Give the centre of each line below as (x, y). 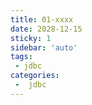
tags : (21, 57)
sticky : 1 (31, 38)
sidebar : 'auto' (44, 47)
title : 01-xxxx (42, 19)
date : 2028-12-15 (46, 29)
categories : (35, 76)
